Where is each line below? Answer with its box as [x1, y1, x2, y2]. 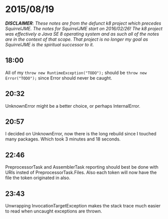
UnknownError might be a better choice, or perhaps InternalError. [5, 103, 141, 109]
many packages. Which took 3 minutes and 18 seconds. [5, 136, 121, 142]
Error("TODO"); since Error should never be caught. [5, 75, 112, 81]
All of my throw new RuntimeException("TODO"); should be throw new [5, 69, 147, 76]
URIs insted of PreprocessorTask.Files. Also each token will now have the [5, 170, 157, 176]
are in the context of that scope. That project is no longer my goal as [5, 36, 148, 42]
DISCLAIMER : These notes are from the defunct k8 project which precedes [5, 20, 161, 26]
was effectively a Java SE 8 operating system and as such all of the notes [5, 31, 159, 37]
